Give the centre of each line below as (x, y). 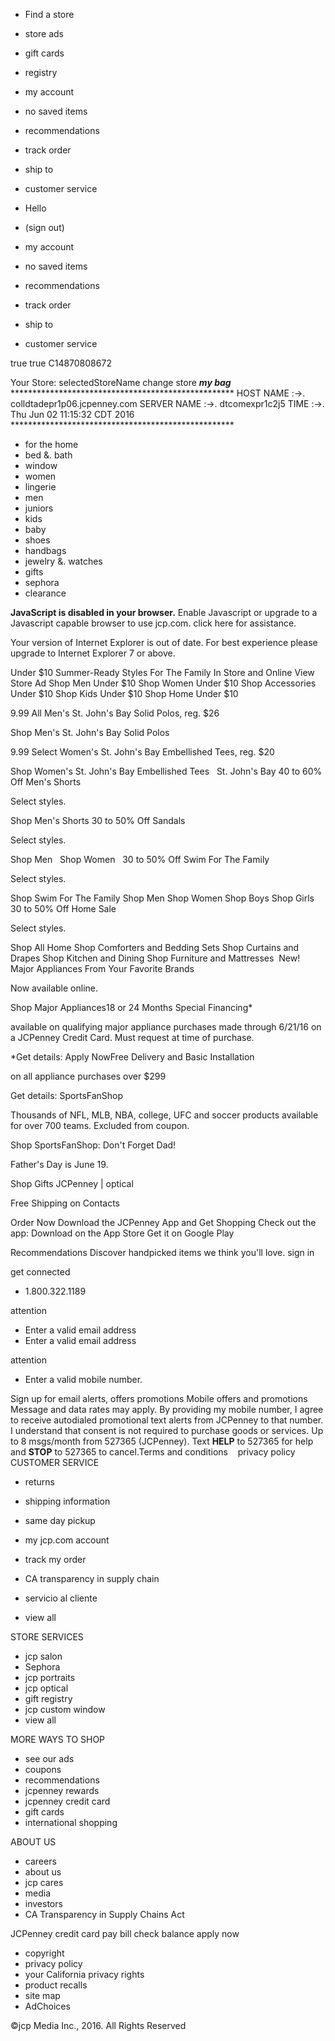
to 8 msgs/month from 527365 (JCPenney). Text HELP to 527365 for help (162, 1441)
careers (40, 1861)
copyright (44, 1953)
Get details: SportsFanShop (67, 1095)
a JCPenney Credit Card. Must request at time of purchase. (132, 1037)
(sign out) (44, 227)
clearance (45, 593)
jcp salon (43, 1656)
